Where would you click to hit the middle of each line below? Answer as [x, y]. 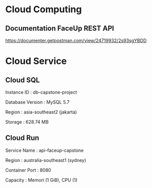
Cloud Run [22, 138]
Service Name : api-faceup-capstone [45, 150]
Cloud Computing [44, 9]
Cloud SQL [23, 80]
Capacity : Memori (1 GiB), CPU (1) [41, 180]
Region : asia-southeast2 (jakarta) [41, 112]
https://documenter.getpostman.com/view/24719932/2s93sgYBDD [76, 40]
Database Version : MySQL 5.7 [38, 102]
